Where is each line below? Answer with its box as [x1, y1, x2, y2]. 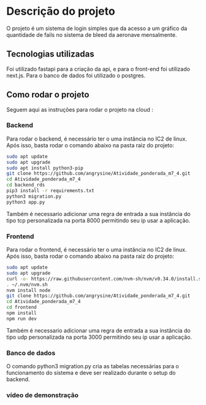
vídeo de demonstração [6, 391, 78, 399]
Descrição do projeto [6, 4, 115, 18]
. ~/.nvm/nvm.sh [6, 281, 48, 288]
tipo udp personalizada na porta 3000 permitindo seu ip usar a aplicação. [6, 333, 192, 341]
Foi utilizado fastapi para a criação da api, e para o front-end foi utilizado [6, 65, 190, 72]
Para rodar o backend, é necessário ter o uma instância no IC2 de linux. [6, 135, 187, 142]
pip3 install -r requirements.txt [6, 188, 95, 194]
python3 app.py [6, 199, 45, 205]
